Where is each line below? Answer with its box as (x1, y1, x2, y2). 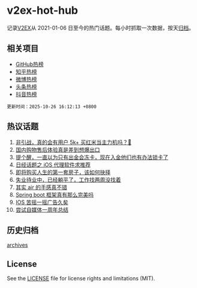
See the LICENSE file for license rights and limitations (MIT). (7, 275, 156, 282)
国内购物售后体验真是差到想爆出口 (15, 146, 100, 153)
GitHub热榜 (15, 61, 44, 68)
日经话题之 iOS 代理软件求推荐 (15, 161, 91, 168)
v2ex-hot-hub (7, 4, 79, 17)
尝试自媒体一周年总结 (15, 206, 68, 213)
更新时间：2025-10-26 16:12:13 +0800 (7, 103, 97, 110)
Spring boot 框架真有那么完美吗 (15, 191, 94, 198)
